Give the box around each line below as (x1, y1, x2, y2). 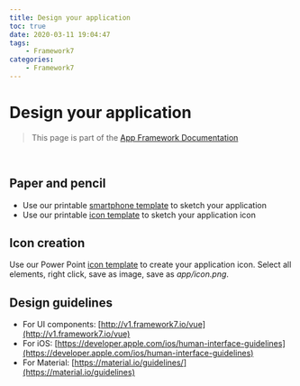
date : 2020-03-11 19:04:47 (9, 30, 111, 39)
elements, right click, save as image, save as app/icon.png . (9, 269, 230, 280)
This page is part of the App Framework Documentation (31, 132, 239, 142)
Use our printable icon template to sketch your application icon (22, 209, 257, 220)
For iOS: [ (22, 338, 59, 349)
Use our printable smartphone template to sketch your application (22, 199, 268, 210)
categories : (9, 55, 54, 64)
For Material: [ (22, 357, 75, 368)
